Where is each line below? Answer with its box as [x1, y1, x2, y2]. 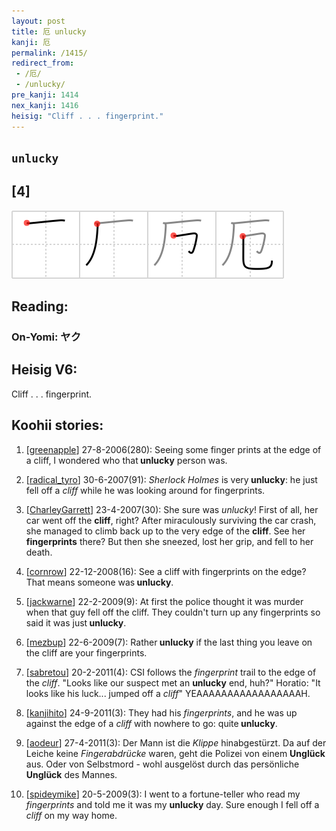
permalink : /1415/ [11, 48, 88, 58]
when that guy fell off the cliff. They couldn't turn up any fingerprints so [25, 606, 321, 618]
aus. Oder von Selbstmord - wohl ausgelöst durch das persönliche [25, 758, 300, 770]
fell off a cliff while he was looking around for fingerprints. [25, 484, 266, 496]
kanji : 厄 [11, 37, 51, 47]
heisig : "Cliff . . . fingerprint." [11, 111, 164, 121]
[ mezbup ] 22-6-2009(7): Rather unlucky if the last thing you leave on [25, 636, 313, 648]
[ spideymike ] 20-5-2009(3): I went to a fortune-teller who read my [25, 788, 301, 800]
